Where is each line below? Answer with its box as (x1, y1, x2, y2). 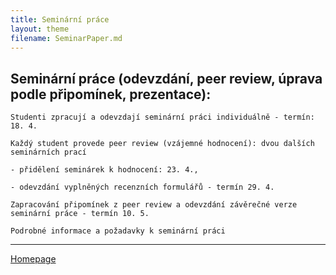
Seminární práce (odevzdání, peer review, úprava (10, 70, 323, 87)
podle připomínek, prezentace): (10, 86, 212, 103)
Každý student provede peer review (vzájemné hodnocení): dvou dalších (10, 139, 315, 149)
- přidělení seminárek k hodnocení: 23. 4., (10, 165, 199, 175)
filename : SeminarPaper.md (10, 33, 123, 43)
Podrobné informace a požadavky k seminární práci (10, 226, 226, 236)
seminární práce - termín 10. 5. (10, 209, 150, 219)
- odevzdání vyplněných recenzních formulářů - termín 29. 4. (10, 182, 275, 193)
